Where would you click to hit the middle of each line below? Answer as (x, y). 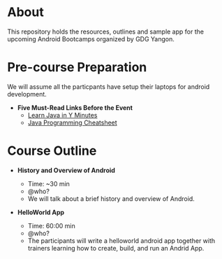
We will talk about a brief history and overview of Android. (111, 198)
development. (27, 94)
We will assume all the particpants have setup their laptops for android (109, 86)
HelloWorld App (41, 212)
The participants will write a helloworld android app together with (121, 240)
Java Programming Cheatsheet (72, 122)
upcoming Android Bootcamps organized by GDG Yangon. (91, 38)
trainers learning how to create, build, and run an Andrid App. (116, 248)
